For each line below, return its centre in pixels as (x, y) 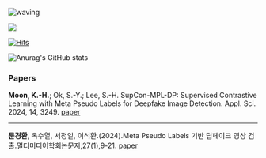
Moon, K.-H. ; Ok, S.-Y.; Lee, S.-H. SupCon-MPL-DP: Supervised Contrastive (133, 96)
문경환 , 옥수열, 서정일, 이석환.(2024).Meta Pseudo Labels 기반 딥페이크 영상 (127, 136)
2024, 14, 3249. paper (44, 112)
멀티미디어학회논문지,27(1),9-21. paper (77, 145)
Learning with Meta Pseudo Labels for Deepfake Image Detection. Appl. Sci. (132, 103)
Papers (22, 77)
